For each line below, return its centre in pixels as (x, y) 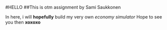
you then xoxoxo (23, 22)
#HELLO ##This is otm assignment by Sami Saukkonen (63, 7)
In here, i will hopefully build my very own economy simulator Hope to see (84, 17)
